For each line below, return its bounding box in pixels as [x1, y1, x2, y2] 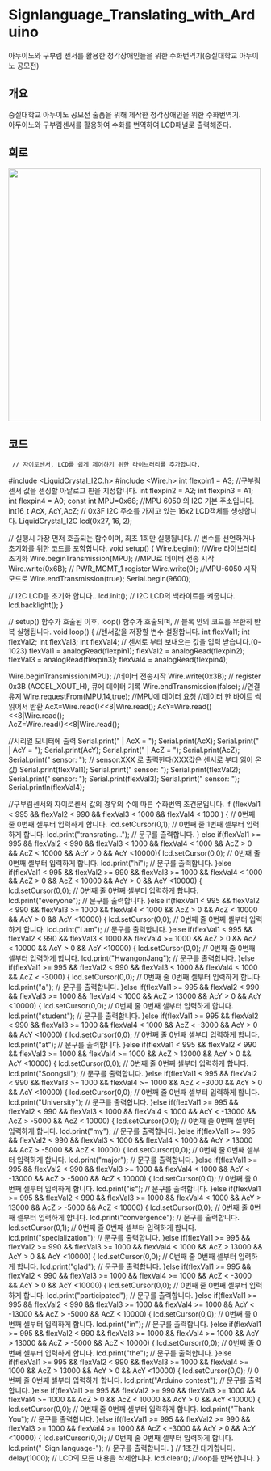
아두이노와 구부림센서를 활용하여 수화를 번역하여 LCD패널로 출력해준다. [8, 120, 231, 129]
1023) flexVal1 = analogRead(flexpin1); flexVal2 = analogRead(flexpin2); [8, 646, 245, 656]
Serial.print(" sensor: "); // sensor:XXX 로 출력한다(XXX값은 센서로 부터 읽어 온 [8, 755, 262, 765]
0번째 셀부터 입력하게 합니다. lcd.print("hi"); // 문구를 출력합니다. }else [8, 859, 232, 869]
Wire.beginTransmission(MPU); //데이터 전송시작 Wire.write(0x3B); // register [8, 671, 261, 681]
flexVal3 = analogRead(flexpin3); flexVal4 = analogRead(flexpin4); [8, 655, 228, 665]
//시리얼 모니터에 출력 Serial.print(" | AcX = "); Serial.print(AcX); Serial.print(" [8, 736, 260, 746]
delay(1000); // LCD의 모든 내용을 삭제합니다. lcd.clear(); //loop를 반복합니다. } [8, 1453, 261, 1463]
